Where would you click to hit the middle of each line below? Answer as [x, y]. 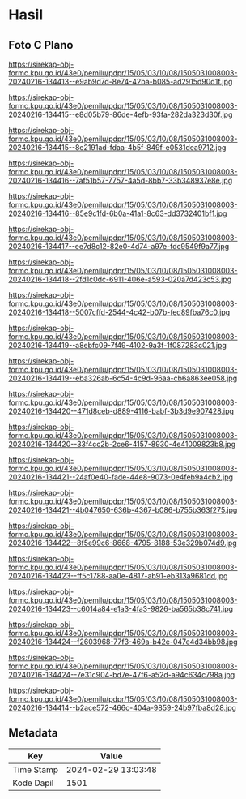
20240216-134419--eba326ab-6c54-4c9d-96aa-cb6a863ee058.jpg [123, 378]
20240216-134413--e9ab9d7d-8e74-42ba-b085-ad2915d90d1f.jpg [121, 82]
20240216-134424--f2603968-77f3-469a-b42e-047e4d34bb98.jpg [123, 642]
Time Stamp [36, 770]
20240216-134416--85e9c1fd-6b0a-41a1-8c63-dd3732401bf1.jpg [118, 213]
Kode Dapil [33, 783]
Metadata [33, 733]
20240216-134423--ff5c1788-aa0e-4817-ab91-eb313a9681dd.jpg [118, 576]
